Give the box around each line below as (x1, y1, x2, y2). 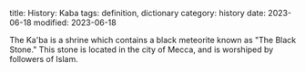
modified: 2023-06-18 (33, 17, 117, 28)
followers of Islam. (9, 54, 79, 64)
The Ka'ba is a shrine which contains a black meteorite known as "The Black (9, 35, 297, 45)
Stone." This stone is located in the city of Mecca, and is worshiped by (9, 44, 274, 55)
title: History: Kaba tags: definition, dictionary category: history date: (9, 8, 267, 18)
